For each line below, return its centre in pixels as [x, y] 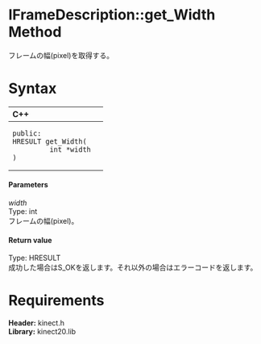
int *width [70, 149]
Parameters [28, 185]
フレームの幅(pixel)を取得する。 [61, 55]
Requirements [56, 301]
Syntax [33, 88]
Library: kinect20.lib [42, 332]
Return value [30, 240]
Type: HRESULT [35, 258]
